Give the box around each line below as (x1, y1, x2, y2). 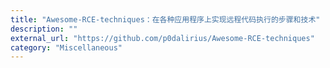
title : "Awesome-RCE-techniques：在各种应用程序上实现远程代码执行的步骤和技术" (10, 14, 321, 25)
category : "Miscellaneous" (10, 42, 123, 53)
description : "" (10, 24, 78, 34)
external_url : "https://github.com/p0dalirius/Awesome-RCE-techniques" (10, 33, 315, 43)
